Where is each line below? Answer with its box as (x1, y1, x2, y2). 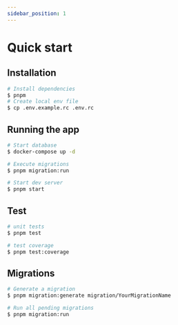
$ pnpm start (7, 186, 45, 193)
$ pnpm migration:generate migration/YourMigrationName (7, 292, 171, 300)
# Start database (7, 142, 57, 149)
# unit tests (7, 223, 45, 230)
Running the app (7, 123, 79, 135)
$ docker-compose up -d (7, 148, 76, 155)
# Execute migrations (7, 160, 70, 167)
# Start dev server (7, 180, 63, 187)
